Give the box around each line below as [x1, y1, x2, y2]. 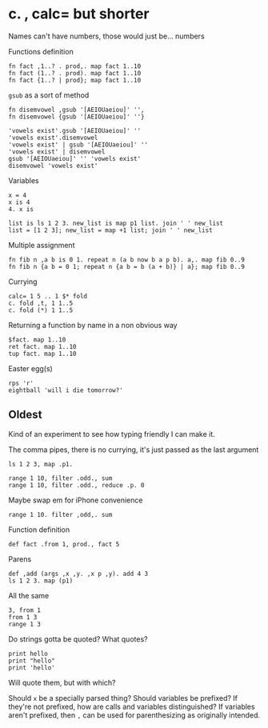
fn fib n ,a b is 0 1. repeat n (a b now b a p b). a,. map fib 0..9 [8, 255, 246, 264]
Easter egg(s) [8, 363, 54, 373]
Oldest [8, 408, 42, 422]
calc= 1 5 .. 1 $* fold [8, 292, 88, 300]
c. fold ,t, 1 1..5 [8, 299, 74, 307]
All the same [8, 590, 50, 600]
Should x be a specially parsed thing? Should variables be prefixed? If [8, 693, 238, 702]
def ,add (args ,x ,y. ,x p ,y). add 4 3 [8, 570, 149, 578]
